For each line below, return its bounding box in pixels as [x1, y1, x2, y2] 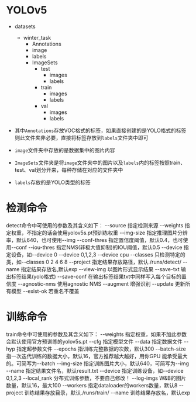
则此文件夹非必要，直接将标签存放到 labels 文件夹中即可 [14, 134, 149, 141]
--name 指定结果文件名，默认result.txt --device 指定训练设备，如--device [6, 367, 184, 374]
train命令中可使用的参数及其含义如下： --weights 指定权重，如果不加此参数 [6, 331, 187, 338]
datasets [14, 23, 36, 30]
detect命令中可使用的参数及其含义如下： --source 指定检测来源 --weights [6, 221, 184, 228]
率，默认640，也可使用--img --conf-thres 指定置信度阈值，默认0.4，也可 [6, 236, 183, 243]
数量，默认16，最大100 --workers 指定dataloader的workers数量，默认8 [6, 382, 178, 389]
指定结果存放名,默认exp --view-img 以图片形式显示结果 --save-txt [20, 265, 180, 272]
